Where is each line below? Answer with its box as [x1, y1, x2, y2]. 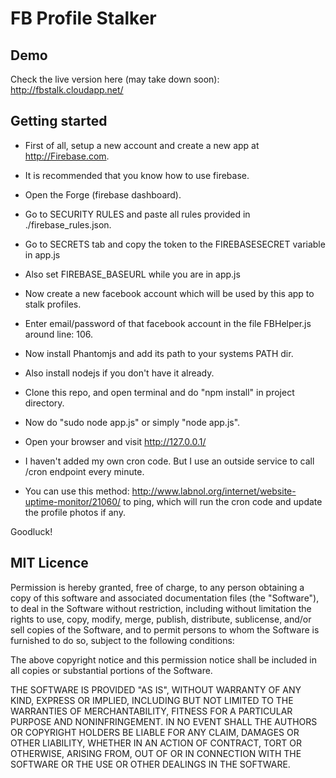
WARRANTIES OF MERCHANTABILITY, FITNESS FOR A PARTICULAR [10, 705, 293, 717]
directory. [24, 397, 65, 409]
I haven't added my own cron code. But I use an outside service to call [24, 455, 315, 467]
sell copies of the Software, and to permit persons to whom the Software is [10, 623, 320, 636]
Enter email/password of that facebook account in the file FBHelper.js [24, 317, 312, 329]
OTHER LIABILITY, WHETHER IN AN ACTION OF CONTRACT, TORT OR [10, 737, 302, 749]
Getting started [10, 113, 108, 130]
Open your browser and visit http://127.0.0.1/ [24, 435, 207, 447]
